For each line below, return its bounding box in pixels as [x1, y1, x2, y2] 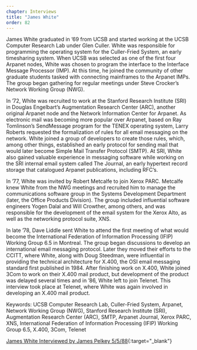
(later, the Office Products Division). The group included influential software [6, 197, 190, 204]
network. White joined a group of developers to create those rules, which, [6, 135, 185, 142]
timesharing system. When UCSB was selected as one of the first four [6, 54, 176, 62]
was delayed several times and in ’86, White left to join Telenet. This [6, 277, 171, 284]
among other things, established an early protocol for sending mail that [6, 141, 179, 148]
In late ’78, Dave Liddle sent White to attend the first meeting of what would [6, 227, 189, 234]
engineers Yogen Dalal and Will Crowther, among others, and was [6, 203, 166, 210]
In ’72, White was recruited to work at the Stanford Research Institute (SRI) [6, 97, 187, 104]
